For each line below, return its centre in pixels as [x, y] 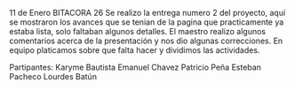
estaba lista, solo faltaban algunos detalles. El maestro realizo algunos [138, 31]
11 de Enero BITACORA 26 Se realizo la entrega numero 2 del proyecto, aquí [147, 13]
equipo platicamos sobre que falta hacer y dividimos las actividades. [135, 50]
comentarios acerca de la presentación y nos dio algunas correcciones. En [146, 41]
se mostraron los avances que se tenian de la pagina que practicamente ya [147, 22]
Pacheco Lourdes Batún [53, 77]
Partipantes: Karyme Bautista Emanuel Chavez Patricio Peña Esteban [136, 67]
